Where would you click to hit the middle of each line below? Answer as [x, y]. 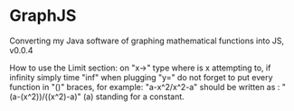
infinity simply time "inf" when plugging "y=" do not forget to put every [141, 77]
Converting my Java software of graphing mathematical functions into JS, [147, 41]
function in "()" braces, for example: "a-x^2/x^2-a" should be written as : [145, 87]
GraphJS [43, 16]
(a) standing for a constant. [134, 97]
